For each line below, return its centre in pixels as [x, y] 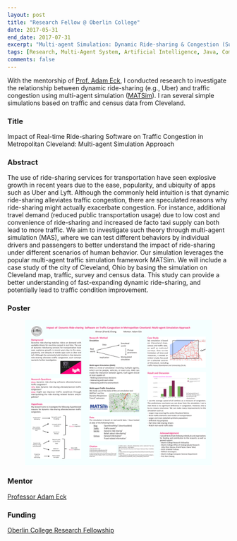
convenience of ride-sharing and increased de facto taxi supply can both [114, 223]
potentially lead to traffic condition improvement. [78, 290]
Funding [22, 515]
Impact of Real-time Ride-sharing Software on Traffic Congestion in [105, 137]
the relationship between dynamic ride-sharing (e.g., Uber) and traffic [109, 87]
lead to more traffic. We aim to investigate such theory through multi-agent [116, 230]
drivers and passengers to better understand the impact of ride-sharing [111, 245]
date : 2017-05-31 [33, 30]
